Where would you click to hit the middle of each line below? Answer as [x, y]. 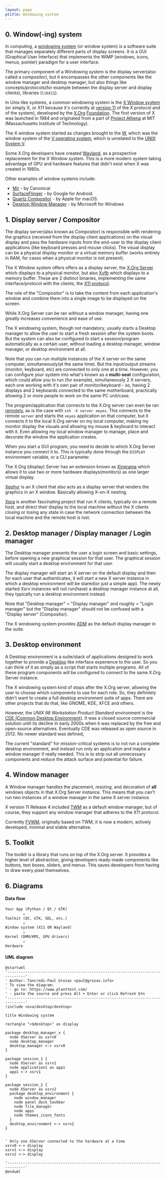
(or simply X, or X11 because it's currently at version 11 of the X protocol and [83, 108]
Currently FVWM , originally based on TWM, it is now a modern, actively [78, 822]
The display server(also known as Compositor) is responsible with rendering [83, 232]
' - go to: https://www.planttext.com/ [46, 990]
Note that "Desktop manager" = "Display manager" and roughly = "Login [79, 604]
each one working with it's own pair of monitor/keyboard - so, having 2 [78, 385]
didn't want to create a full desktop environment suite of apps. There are [79, 698]
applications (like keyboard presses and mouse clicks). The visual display [80, 248]
